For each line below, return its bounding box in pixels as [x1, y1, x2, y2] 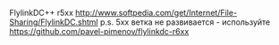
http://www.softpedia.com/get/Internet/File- [75, 8, 238, 18]
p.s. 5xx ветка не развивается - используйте [99, 17, 271, 27]
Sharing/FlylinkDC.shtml [9, 17, 98, 27]
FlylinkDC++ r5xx [9, 8, 74, 18]
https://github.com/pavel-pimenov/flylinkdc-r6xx [9, 26, 190, 36]
